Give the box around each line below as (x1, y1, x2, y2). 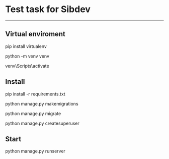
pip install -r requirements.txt (5, 91, 65, 97)
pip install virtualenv (5, 43, 47, 49)
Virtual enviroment (5, 30, 65, 38)
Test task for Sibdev (5, 4, 91, 15)
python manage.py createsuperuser (5, 120, 79, 126)
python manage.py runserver (5, 148, 65, 154)
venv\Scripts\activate (5, 63, 49, 69)
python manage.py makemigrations (5, 100, 79, 107)
